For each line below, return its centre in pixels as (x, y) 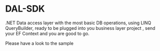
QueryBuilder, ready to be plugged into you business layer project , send (80, 28)
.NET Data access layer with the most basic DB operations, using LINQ (78, 23)
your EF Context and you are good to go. (47, 33)
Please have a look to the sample (39, 43)
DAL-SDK (25, 9)
